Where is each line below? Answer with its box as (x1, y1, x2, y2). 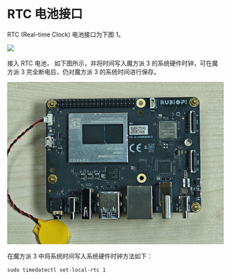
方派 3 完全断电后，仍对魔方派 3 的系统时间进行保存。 (7, 67, 160, 76)
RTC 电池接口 (7, 6, 83, 22)
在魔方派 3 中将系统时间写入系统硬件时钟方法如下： (7, 252, 153, 260)
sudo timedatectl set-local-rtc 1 (7, 266, 107, 274)
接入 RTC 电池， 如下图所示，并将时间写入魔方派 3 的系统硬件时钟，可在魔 (7, 59, 219, 67)
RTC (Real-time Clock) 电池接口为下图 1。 (7, 30, 125, 38)
